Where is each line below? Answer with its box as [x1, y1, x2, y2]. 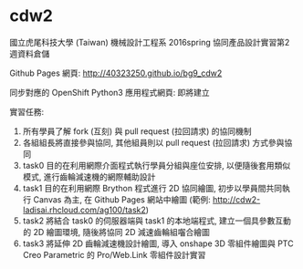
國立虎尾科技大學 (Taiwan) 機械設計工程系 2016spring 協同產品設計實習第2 [9, 36, 290, 47]
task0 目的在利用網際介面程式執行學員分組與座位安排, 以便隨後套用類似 [22, 160, 291, 171]
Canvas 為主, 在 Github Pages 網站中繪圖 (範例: [33, 193, 212, 205]
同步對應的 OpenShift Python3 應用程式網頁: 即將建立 [9, 87, 210, 98]
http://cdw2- [213, 193, 261, 205]
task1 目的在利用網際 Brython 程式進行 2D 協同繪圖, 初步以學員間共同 [22, 182, 283, 193]
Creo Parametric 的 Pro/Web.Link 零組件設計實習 [22, 249, 206, 260]
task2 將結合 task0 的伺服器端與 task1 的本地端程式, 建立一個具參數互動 [22, 215, 292, 226]
